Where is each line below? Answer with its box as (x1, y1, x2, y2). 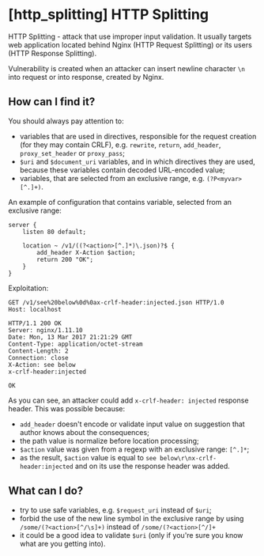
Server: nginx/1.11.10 (8, 326, 83, 334)
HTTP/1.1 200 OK (8, 319, 62, 327)
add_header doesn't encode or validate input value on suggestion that (19, 419, 245, 429)
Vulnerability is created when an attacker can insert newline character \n (8, 63, 245, 73)
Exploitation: (8, 283, 49, 293)
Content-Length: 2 (8, 346, 69, 355)
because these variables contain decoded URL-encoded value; (19, 165, 225, 175)
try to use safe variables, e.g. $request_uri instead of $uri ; (19, 505, 212, 515)
